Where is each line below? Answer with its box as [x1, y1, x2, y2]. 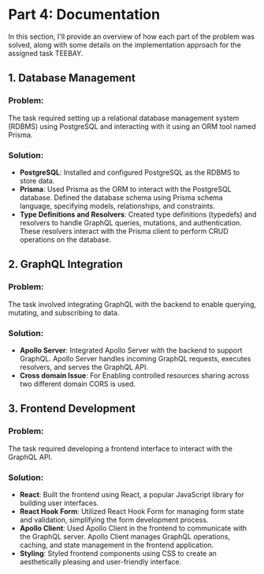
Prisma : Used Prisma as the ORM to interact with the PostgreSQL [19, 184, 232, 194]
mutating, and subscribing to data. [8, 308, 120, 317]
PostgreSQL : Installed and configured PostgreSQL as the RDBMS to [19, 168, 240, 177]
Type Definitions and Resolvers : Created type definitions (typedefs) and [19, 210, 257, 219]
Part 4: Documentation [8, 6, 160, 24]
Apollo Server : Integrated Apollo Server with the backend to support [19, 346, 243, 355]
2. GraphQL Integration [8, 258, 124, 271]
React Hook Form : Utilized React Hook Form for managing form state [19, 506, 244, 515]
